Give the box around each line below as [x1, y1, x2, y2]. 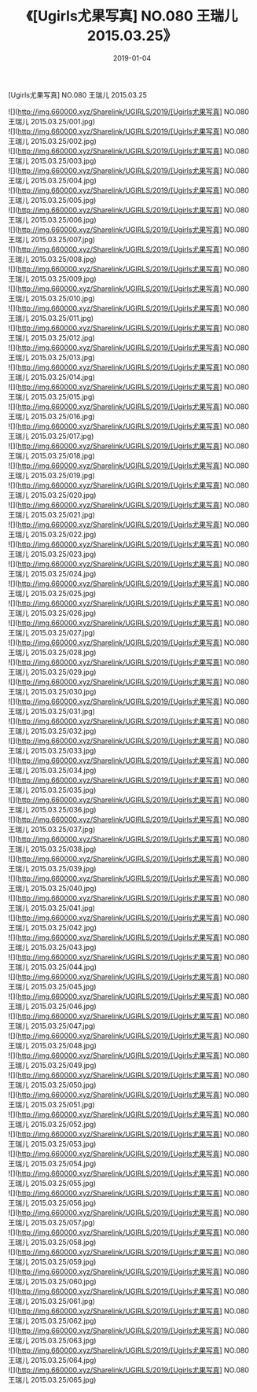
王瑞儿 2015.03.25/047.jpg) [8, 1021, 96, 1030]
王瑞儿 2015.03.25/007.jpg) [8, 234, 96, 244]
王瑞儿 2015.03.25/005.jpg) [8, 195, 97, 204]
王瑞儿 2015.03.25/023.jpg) [8, 549, 97, 558]
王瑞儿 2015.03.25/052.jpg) [8, 1119, 97, 1129]
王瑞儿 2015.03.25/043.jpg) [8, 942, 97, 952]
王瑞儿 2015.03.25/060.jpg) [8, 1276, 97, 1286]
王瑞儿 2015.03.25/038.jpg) [8, 844, 97, 853]
